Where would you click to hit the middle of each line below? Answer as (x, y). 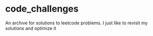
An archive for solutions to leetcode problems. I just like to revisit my (76, 23)
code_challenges (42, 9)
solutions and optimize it (31, 28)
